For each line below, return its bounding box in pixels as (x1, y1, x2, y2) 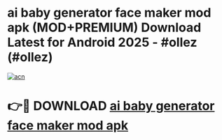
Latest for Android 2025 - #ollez (7, 35, 197, 50)
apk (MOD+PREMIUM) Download (7, 20, 202, 36)
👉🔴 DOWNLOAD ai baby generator (7, 98, 215, 114)
